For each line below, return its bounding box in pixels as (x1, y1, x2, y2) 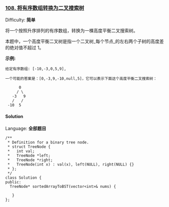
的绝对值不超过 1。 (5, 44, 44, 51)
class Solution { (5, 175, 42, 180)
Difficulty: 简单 (5, 17, 36, 23)
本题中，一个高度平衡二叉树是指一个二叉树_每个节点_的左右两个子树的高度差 (5, 38, 164, 44)
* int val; (7, 148, 35, 153)
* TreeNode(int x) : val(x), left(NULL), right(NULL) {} (7, 162, 135, 167)
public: (5, 179, 22, 185)
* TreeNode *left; (7, 153, 51, 158)
